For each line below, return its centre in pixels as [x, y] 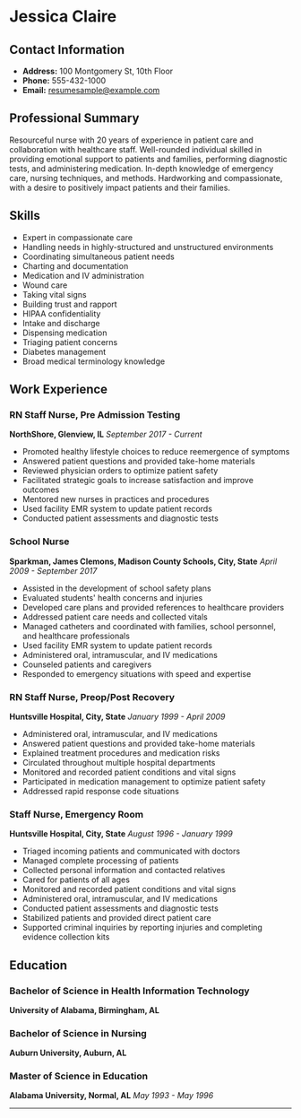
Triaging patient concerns [70, 342]
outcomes [41, 490]
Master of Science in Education [79, 1076]
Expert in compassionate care [77, 237]
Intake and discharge [61, 323]
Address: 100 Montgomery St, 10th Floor [98, 71]
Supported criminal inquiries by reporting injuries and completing [142, 927]
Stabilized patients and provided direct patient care [117, 918]
